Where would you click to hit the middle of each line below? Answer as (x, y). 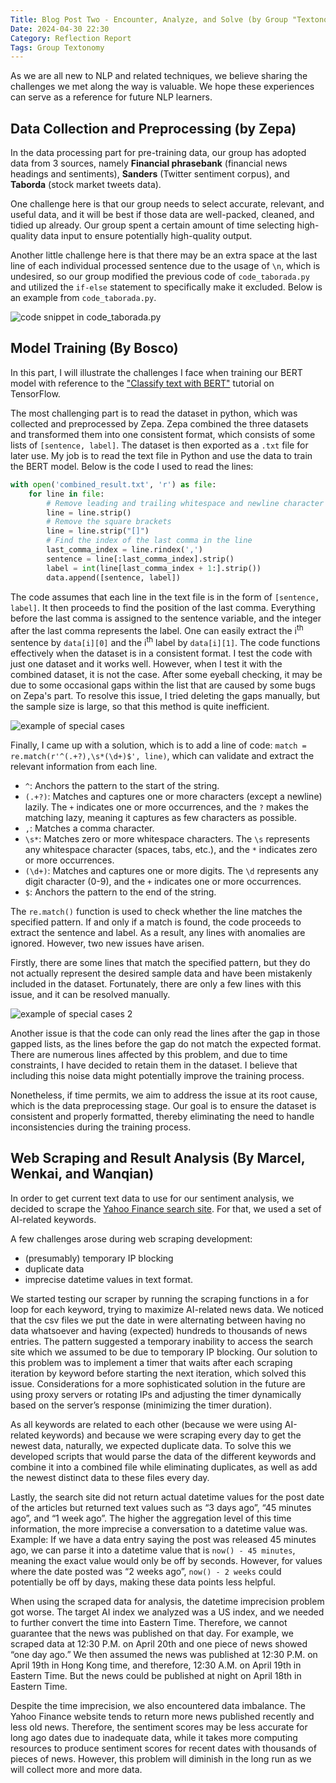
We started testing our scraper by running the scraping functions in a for (159, 1298)
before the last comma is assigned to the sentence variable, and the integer (166, 618)
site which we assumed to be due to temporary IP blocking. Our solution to (164, 1352)
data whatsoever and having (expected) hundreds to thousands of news (159, 1330)
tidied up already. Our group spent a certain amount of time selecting (152, 225)
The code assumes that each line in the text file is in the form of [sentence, (165, 597)
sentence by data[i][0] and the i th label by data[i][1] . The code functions (165, 641)
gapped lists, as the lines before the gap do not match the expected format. (166, 1043)
